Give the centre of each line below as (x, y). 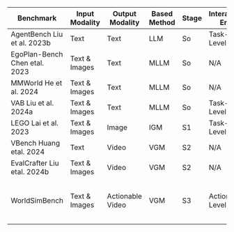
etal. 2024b (30, 172)
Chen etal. (28, 63)
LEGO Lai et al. (35, 123)
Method (162, 22)
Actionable (125, 196)
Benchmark (37, 18)
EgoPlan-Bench (37, 54)
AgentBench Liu (37, 34)
